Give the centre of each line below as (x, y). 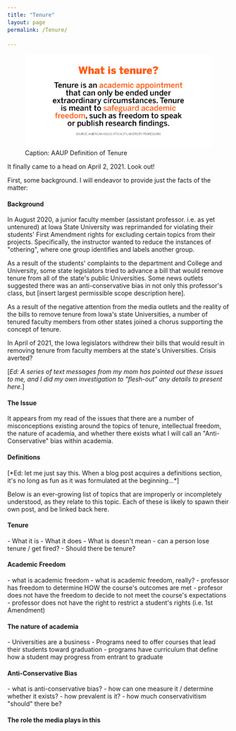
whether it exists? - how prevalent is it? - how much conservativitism (107, 696)
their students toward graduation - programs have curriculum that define (113, 650)
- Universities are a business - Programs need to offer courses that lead (112, 642)
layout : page (26, 22)
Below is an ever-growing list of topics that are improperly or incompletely (114, 494)
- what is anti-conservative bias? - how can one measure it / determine (110, 689)
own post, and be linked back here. (58, 509)
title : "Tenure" (31, 15)
